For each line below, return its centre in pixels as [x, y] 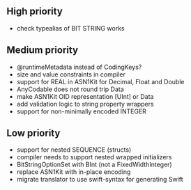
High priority [35, 11]
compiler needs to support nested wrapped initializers [94, 157]
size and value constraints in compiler [71, 74]
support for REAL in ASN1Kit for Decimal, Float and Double [100, 81]
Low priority [33, 133]
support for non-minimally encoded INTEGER [82, 111]
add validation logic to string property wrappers [85, 104]
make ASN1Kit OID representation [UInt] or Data [85, 96]
